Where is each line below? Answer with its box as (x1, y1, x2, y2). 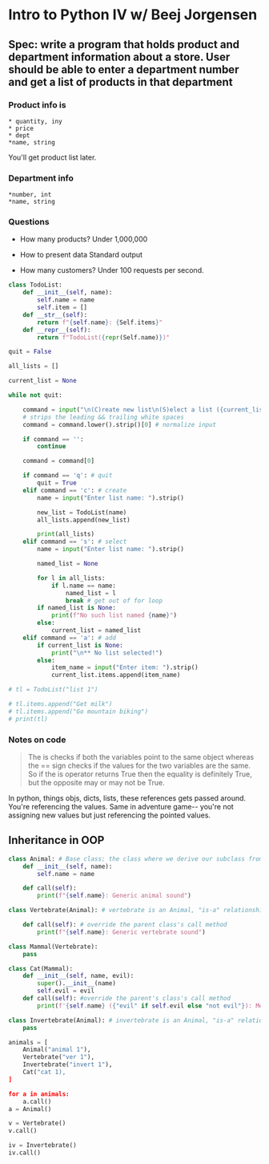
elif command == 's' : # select (22, 537, 127, 546)
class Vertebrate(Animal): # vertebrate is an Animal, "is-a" (8, 906, 220, 915)
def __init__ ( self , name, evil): (22, 972, 134, 980)
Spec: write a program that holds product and (8, 38, 240, 51)
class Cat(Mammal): (8, 964, 74, 972)
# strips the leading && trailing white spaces (22, 413, 184, 421)
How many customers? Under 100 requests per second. (19, 266, 204, 275)
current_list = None (8, 377, 78, 385)
